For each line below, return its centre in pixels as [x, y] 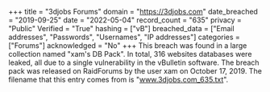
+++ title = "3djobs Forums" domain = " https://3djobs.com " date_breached [133, 12]
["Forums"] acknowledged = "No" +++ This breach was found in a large [128, 46]
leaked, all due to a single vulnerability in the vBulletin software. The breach [134, 62]
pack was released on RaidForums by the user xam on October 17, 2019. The [135, 71]
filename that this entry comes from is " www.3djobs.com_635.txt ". [118, 80]
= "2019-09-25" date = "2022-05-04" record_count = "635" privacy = [125, 20]
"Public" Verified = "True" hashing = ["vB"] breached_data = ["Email [122, 28]
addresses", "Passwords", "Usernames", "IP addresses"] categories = [124, 37]
